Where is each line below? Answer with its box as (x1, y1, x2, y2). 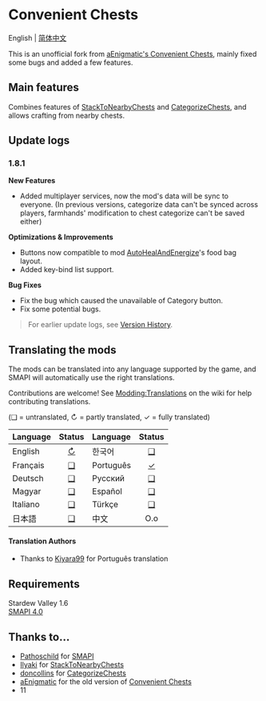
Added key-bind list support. (19, 265, 114, 274)
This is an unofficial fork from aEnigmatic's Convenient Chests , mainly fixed (8, 49, 257, 58)
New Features (8, 176, 56, 186)
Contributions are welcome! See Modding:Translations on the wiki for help (8, 388, 252, 398)
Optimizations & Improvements (8, 232, 113, 242)
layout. (19, 256, 42, 266)
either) (19, 217, 42, 226)
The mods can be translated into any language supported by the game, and (8, 364, 257, 374)
